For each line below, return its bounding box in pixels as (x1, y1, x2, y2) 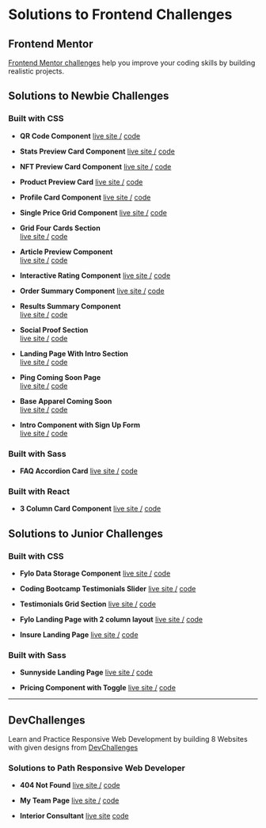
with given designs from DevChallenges (8, 743, 139, 753)
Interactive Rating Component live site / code (19, 271, 171, 280)
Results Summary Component (19, 301, 121, 310)
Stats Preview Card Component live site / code (19, 146, 176, 156)
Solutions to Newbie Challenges (8, 89, 169, 103)
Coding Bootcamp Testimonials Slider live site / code (19, 583, 196, 593)
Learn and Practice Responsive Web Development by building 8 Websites (8, 735, 248, 744)
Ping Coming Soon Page (19, 372, 101, 382)
